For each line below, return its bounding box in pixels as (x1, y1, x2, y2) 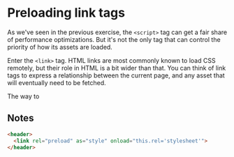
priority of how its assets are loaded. (7, 43, 113, 51)
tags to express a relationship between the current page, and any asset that (7, 71, 225, 80)
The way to (7, 92, 40, 100)
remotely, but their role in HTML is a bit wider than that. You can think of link (7, 63, 226, 72)
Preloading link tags (7, 5, 126, 21)
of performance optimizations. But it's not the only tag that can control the (7, 35, 221, 43)
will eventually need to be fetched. (7, 78, 106, 87)
